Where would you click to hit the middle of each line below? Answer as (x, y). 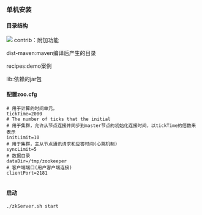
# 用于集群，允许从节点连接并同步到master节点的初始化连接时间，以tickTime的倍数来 (101, 126)
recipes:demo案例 (29, 66)
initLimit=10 (23, 138)
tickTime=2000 (24, 114)
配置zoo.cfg (22, 94)
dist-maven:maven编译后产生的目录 (51, 53)
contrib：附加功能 (36, 40)
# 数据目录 (18, 156)
